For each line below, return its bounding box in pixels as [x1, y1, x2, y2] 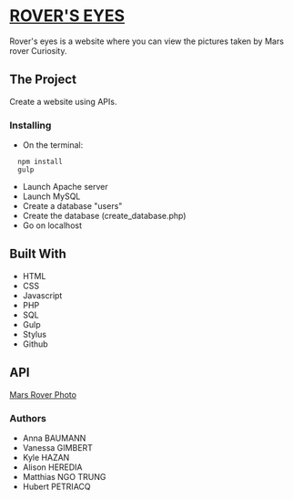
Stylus [22, 328, 47, 339]
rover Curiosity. [9, 45, 67, 56]
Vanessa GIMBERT [22, 442, 94, 453]
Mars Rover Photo [9, 389, 77, 400]
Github [22, 339, 48, 349]
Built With [9, 246, 66, 262]
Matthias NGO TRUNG [22, 471, 106, 482]
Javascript [22, 289, 63, 301]
